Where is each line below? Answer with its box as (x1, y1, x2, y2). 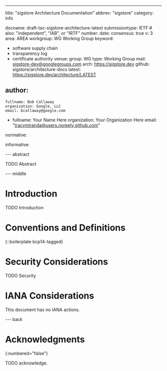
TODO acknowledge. (5, 360, 48, 366)
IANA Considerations (5, 290, 94, 301)
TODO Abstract (5, 161, 36, 167)
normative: (5, 132, 27, 138)
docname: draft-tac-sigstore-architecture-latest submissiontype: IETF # (5, 25, 153, 30)
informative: (5, 141, 30, 147)
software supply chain (12, 45, 58, 51)
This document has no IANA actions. (5, 307, 81, 313)
